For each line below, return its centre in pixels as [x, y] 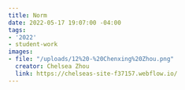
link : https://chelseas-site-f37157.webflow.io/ [96, 74]
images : [21, 52]
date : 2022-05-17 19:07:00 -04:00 [65, 23]
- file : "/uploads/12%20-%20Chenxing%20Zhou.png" [91, 59]
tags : [17, 30]
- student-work [33, 45]
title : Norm [28, 15]
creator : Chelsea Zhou [52, 67]
